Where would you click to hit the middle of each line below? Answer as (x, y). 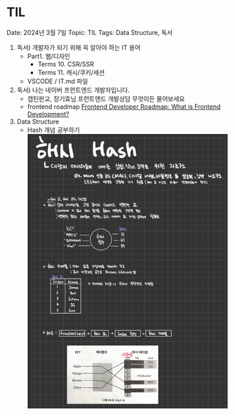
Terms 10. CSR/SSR (66, 64)
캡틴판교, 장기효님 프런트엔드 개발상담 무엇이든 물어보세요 (106, 98)
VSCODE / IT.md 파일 (58, 81)
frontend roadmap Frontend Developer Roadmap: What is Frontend (124, 107)
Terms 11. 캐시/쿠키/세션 (71, 72)
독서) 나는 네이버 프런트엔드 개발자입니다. (73, 90)
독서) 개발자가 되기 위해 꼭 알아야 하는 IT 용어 (79, 47)
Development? (48, 114)
